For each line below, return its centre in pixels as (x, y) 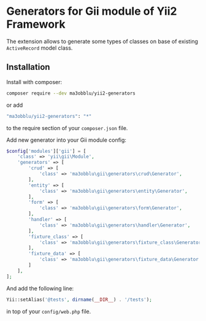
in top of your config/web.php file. (49, 311)
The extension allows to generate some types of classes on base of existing (102, 41)
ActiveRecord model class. (40, 48)
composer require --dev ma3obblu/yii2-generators (71, 93)
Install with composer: (34, 82)
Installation (28, 67)
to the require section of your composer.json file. (67, 128)
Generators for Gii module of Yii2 (92, 11)
